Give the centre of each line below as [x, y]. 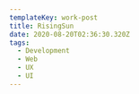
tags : [19, 43]
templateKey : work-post [54, 17]
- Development [43, 51]
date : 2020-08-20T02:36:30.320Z [69, 34]
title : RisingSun [42, 26]
